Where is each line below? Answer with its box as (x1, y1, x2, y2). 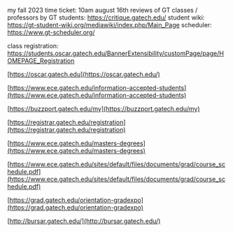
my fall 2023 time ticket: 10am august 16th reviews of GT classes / (7, 6, 198, 14)
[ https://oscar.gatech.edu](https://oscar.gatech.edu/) (7, 70, 161, 78)
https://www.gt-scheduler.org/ (7, 28, 95, 36)
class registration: (7, 42, 59, 50)
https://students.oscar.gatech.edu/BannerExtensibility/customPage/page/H (7, 49, 224, 57)
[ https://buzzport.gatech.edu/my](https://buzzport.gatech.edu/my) (7, 105, 200, 113)
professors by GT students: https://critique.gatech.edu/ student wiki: (7, 13, 205, 22)
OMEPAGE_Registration (7, 57, 75, 65)
